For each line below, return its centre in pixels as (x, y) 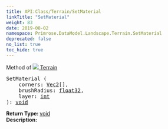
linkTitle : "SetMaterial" (38, 17)
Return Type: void (28, 113)
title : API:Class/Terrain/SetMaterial (54, 11)
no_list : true (24, 45)
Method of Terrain (32, 67)
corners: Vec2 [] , (44, 84)
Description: (22, 120)
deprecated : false (29, 39)
